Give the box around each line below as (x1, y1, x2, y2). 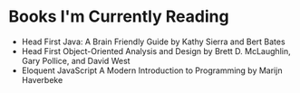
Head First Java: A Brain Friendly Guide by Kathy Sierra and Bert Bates (21, 36, 286, 47)
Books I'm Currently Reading (8, 6, 229, 27)
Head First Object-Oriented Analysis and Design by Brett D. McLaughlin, (21, 45, 291, 56)
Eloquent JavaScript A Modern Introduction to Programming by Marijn (21, 65, 283, 76)
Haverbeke (21, 74, 63, 85)
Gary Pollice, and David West (21, 55, 131, 66)
